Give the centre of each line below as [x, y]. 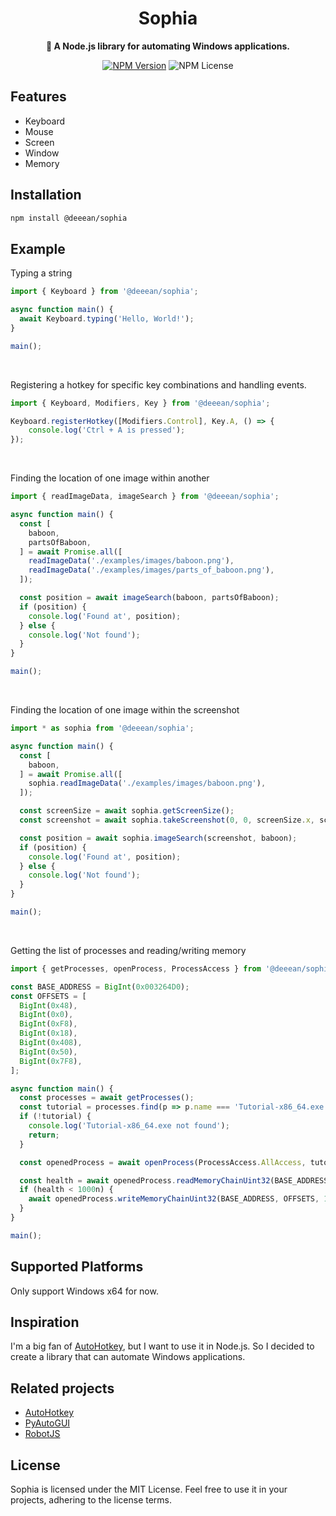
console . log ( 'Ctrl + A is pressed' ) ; [107, 430]
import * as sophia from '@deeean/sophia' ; [102, 728]
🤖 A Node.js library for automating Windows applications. [168, 46]
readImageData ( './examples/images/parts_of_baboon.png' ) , [151, 570]
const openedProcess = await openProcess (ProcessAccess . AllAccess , [163, 1162]
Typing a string [41, 273]
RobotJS [42, 1434]
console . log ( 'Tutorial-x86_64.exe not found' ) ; [129, 1126]
